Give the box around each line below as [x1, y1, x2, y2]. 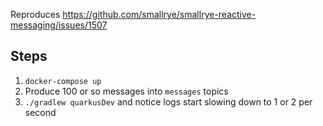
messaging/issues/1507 [10, 19, 108, 31]
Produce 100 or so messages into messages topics [24, 85, 229, 97]
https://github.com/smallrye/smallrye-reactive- [62, 9, 257, 20]
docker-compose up [24, 76, 102, 86]
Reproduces [10, 9, 61, 20]
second [24, 106, 57, 118]
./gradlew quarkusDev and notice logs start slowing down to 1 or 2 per [24, 95, 313, 108]
